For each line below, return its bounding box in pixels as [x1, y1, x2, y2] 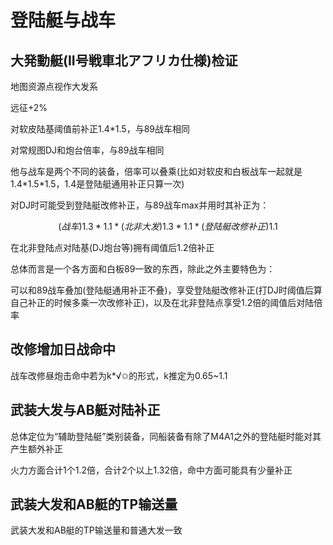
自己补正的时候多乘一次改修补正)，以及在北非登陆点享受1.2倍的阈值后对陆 [10, 297, 315, 308]
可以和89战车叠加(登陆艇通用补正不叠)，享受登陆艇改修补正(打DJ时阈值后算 [10, 284, 323, 296]
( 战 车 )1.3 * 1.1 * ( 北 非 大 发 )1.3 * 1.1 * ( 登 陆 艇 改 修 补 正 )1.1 [58, 221, 278, 232]
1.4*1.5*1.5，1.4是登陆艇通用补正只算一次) [10, 178, 185, 190]
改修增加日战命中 [10, 341, 116, 358]
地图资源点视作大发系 [10, 81, 98, 92]
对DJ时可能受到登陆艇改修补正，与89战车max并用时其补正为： [10, 199, 270, 211]
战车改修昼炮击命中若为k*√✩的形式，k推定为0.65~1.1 [10, 369, 228, 381]
